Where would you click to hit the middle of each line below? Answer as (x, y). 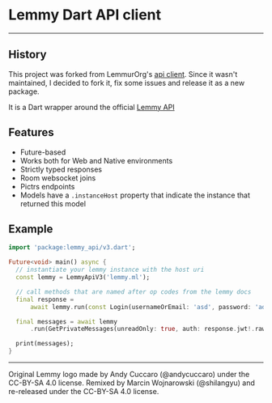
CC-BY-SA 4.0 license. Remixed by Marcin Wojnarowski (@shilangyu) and (132, 383)
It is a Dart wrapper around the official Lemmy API (92, 107)
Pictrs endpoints (47, 186)
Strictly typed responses (61, 169)
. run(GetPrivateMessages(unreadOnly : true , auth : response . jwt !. (142, 329)
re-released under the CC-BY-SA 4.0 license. (84, 391)
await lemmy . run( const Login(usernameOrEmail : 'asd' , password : (140, 307)
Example (31, 229)
